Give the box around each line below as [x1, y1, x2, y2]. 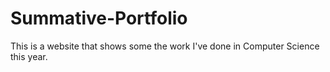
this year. [10, 50, 48, 62]
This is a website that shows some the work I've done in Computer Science [10, 40, 320, 52]
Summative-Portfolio [10, 7, 188, 30]
